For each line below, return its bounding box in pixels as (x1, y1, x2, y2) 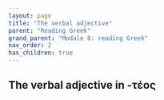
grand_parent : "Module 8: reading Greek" (8, 34, 149, 42)
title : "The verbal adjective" (8, 19, 113, 27)
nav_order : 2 (8, 42, 52, 50)
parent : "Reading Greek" (8, 26, 91, 34)
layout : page (8, 11, 52, 20)
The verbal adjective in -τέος (8, 78, 156, 92)
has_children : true (8, 49, 74, 57)
